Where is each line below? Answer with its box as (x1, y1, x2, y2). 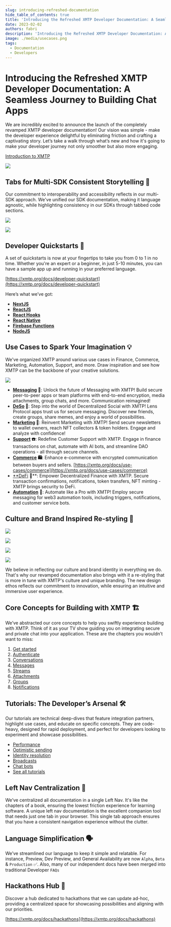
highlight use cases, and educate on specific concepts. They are (5, 721, 141, 727)
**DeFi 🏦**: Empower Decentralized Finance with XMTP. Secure (12, 472, 149, 479)
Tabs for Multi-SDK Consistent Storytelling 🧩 (5, 177, 150, 186)
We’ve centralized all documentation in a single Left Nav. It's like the (5, 797, 148, 803)
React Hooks (12, 312, 41, 318)
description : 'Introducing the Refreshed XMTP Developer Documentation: (5, 31, 163, 36)
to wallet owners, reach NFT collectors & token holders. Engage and (12, 424, 156, 431)
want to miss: (5, 636, 34, 642)
